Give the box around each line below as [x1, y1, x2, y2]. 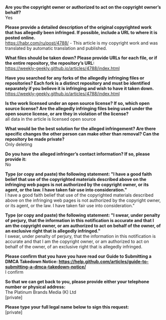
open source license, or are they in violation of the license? [5, 111, 129, 117]
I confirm [5, 269, 24, 275]
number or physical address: [5, 284, 66, 290]
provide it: [5, 156, 27, 162]
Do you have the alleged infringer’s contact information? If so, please [5, 151, 150, 157]
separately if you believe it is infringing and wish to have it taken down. [5, 86, 154, 91]
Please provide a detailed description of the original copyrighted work [5, 24, 152, 30]
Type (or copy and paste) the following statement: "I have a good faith [5, 171, 152, 177]
